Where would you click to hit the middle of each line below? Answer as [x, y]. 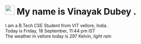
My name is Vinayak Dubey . [76, 12]
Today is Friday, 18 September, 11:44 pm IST [50, 30]
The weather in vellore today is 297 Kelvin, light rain [58, 36]
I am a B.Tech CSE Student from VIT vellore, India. [57, 25]
